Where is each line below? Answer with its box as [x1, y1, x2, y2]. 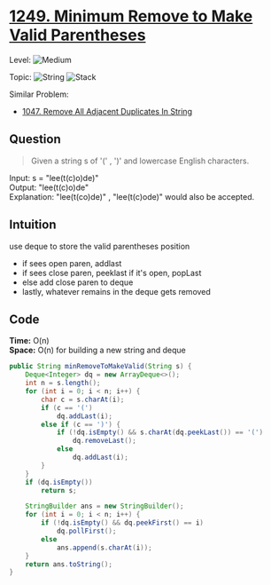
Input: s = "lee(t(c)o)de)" [9, 172, 99, 183]
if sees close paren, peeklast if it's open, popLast [21, 267, 202, 278]
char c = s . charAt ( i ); [41, 395, 125, 404]
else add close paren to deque [21, 277, 134, 288]
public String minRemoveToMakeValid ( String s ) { [9, 362, 192, 371]
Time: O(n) [9, 336, 50, 346]
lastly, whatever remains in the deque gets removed [21, 286, 211, 296]
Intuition [9, 217, 57, 233]
